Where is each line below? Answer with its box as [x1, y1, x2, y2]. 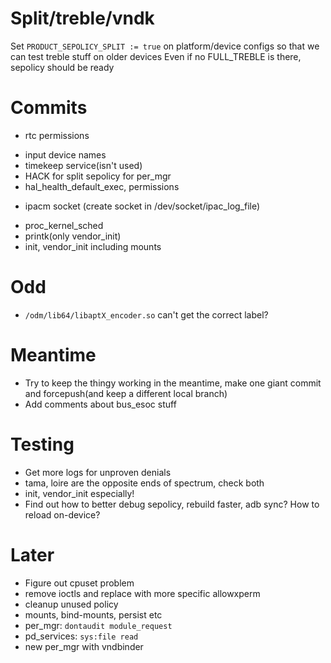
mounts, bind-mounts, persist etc [24, 608, 163, 621]
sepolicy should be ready [10, 61, 115, 73]
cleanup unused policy [24, 598, 119, 610]
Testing [10, 433, 75, 456]
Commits [10, 97, 88, 119]
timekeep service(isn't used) [24, 159, 143, 171]
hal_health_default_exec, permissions [24, 180, 180, 192]
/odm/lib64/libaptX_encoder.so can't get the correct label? [24, 308, 269, 321]
